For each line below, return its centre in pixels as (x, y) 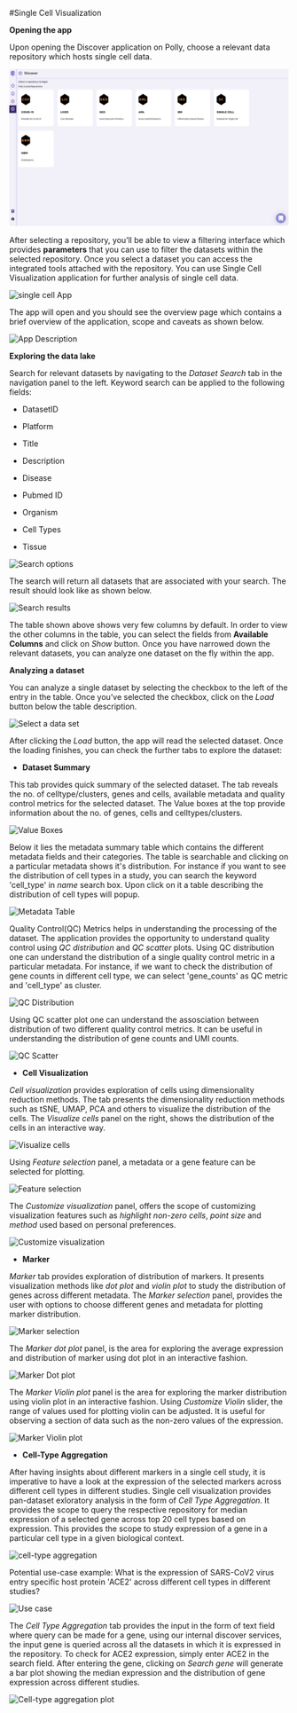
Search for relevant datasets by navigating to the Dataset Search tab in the (146, 373)
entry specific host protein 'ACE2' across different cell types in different (140, 1582)
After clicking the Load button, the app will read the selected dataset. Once (146, 741)
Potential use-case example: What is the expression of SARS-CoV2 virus (142, 1572)
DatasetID (40, 409)
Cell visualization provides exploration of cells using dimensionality (132, 1089)
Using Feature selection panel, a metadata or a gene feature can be (133, 1162)
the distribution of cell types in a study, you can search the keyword (133, 875)
